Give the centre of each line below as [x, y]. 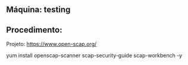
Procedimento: [34, 30]
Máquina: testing [38, 10]
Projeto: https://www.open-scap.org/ [51, 44]
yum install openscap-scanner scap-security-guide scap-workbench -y [94, 56]
